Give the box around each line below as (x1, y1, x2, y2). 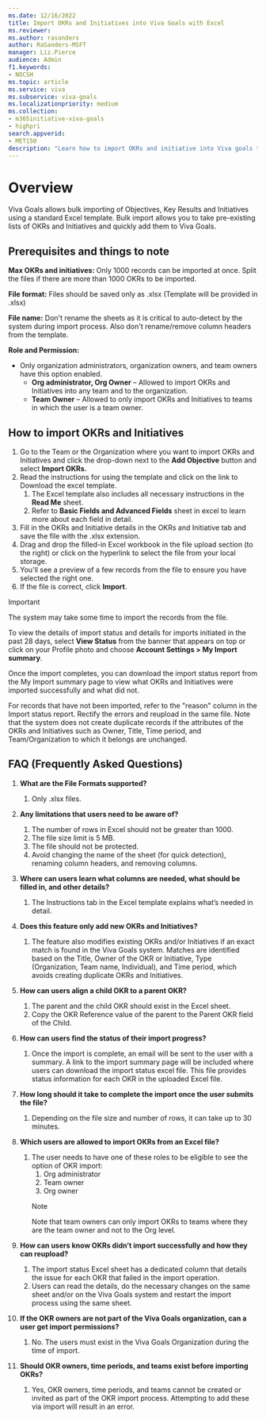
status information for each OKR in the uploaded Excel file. (31, 1074, 223, 1083)
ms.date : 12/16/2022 (8, 11, 77, 20)
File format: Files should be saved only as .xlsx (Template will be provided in (8, 290, 258, 299)
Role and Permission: (8, 346, 80, 355)
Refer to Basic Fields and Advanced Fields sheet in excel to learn (31, 505, 246, 516)
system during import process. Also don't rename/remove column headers (8, 322, 252, 332)
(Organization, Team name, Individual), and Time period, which (31, 961, 237, 972)
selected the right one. (19, 573, 94, 583)
